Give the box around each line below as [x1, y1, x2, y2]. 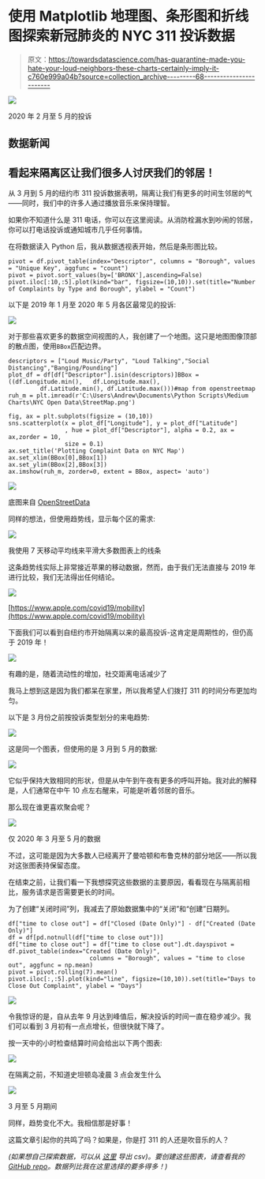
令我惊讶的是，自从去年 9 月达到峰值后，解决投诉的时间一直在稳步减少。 [8, 1012, 244, 1021]
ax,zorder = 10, [8, 434, 62, 441]
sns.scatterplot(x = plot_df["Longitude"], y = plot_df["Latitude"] [8, 419, 238, 427]
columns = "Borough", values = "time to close [89, 955, 245, 963]
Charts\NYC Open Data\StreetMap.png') [8, 399, 136, 407]
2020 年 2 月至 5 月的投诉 [8, 111, 92, 121]
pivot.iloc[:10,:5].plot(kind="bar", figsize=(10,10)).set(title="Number [8, 278, 256, 287]
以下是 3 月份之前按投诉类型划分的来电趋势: [8, 712, 150, 723]
